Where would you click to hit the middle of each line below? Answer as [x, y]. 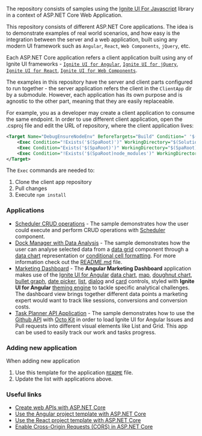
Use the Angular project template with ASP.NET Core [80, 414]
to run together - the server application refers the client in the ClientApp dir [99, 88]
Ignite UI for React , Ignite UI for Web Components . [72, 70]
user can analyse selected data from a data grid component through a [102, 249]
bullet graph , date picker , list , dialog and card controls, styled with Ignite [105, 281]
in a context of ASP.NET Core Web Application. [65, 15]
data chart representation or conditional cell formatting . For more [95, 256]
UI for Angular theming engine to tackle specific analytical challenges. [102, 287]
